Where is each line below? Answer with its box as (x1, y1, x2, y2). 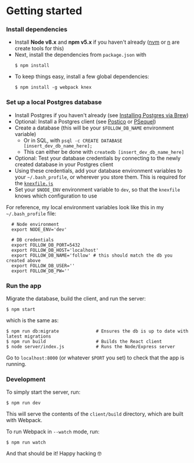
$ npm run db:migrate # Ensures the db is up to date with (6, 328, 189, 335)
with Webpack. (6, 417, 42, 424)
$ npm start (6, 306, 35, 313)
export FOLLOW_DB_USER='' (11, 263, 75, 268)
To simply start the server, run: (6, 388, 81, 396)
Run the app (6, 281, 41, 290)
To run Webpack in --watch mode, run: (6, 428, 100, 435)
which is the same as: (6, 317, 59, 324)
